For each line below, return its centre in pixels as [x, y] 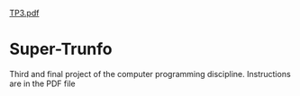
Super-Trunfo [61, 49]
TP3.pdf [24, 13]
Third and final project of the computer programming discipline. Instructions [150, 74]
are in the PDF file [42, 83]
